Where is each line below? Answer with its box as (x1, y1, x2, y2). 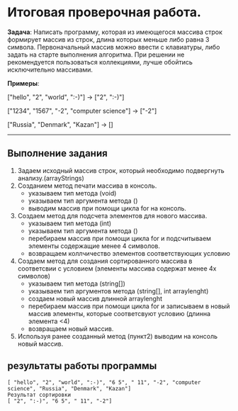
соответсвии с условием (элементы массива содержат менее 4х (17, 264, 217, 273)
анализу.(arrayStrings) (17, 174, 85, 182)
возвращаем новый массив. (28, 324, 114, 333)
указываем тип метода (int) (28, 219, 112, 227)
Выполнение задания (7, 147, 108, 159)
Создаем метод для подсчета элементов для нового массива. (17, 211, 208, 220)
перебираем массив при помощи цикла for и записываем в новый (28, 302, 230, 310)
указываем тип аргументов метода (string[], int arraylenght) (28, 286, 209, 295)
